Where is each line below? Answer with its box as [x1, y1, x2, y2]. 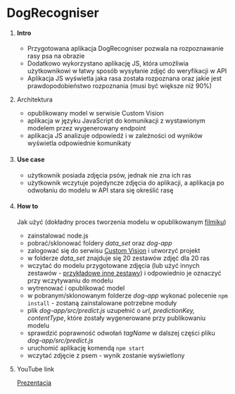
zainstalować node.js [27, 231, 89, 240]
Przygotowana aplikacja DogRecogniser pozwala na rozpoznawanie [27, 44, 224, 53]
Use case [16, 155, 45, 164]
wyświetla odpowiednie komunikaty [27, 139, 132, 147]
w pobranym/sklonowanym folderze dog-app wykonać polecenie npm [27, 291, 228, 300]
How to [16, 202, 39, 211]
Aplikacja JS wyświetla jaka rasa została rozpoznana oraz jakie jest [27, 74, 222, 82]
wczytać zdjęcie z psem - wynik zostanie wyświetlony [27, 351, 185, 359]
